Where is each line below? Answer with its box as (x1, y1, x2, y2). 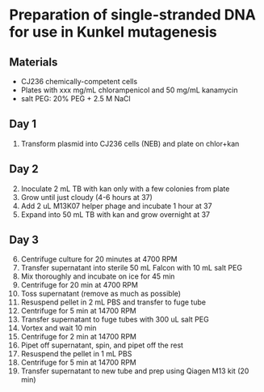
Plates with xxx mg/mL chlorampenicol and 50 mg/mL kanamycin (20, 85, 238, 95)
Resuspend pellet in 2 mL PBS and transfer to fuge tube (20, 297, 207, 307)
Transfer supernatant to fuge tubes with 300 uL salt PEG (20, 314, 209, 325)
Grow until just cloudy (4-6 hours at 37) (20, 192, 153, 202)
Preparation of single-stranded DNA (9, 6, 257, 24)
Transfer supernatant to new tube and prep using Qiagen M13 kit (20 (20, 366, 249, 376)
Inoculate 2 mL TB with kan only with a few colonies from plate (20, 184, 230, 194)
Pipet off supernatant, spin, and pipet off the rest (20, 340, 184, 350)
